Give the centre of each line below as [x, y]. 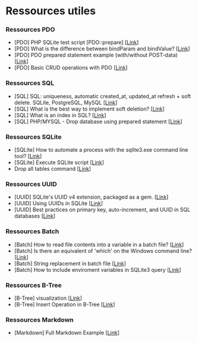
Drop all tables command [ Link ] [53, 169]
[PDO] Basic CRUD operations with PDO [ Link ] [71, 68]
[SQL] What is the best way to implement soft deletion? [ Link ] [89, 109]
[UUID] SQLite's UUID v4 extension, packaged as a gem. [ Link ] [91, 197]
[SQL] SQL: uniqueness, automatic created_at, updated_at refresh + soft [103, 96]
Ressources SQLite [34, 137]
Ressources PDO [30, 30]
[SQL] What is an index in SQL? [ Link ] [60, 115]
